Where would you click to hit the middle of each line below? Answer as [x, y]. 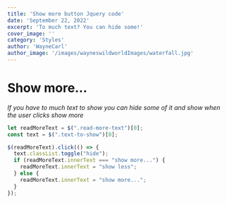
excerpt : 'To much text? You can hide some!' [75, 27]
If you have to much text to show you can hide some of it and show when [114, 107]
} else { [26, 173]
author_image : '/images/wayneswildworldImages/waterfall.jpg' [100, 54]
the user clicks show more [45, 115]
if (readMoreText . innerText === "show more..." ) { [90, 160]
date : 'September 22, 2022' [49, 20]
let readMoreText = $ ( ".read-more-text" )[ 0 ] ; [75, 128]
